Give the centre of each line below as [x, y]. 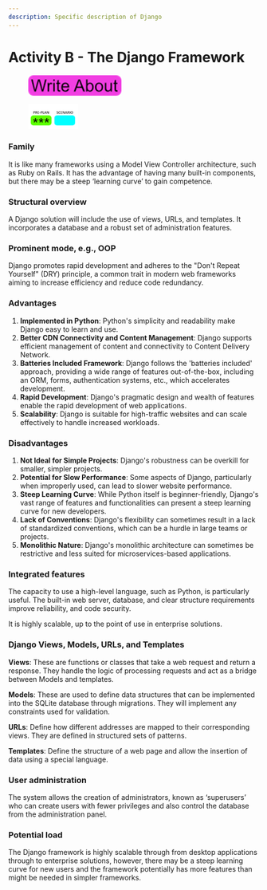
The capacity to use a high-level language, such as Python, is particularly [129, 592]
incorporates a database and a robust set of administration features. [120, 228]
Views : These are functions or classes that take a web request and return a [132, 662]
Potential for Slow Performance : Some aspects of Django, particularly [136, 478]
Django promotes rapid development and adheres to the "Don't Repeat [124, 266]
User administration [47, 780]
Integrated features [47, 574]
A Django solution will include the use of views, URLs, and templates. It [125, 219]
